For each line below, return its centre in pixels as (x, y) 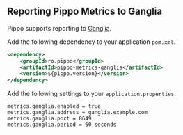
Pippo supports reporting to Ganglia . (59, 28)
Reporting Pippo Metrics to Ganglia (85, 11)
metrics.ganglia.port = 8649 (49, 119)
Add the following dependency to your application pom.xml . (91, 42)
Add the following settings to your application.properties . (91, 94)
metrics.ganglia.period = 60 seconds (62, 125)
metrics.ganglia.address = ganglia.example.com (78, 113)
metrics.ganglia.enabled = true (54, 106)
